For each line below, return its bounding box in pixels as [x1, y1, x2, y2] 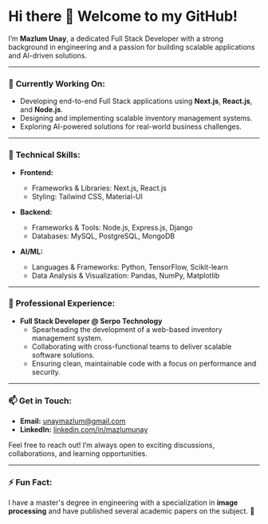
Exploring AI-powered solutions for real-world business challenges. [19, 122, 242, 131]
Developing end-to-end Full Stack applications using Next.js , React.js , [19, 96, 253, 106]
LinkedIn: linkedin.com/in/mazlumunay [19, 425, 148, 434]
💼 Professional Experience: [8, 298, 116, 309]
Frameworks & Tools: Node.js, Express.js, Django [31, 222, 193, 232]
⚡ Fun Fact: [8, 477, 53, 488]
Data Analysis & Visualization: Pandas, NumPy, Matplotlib [31, 270, 220, 280]
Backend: [19, 207, 53, 217]
